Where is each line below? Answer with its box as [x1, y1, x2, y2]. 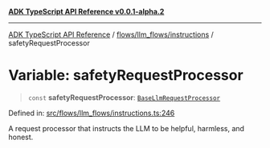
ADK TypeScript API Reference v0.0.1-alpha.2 [8, 7, 165, 16]
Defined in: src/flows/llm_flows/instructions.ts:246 [8, 108, 175, 118]
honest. [8, 132, 34, 142]
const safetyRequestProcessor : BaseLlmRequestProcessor [27, 92, 221, 102]
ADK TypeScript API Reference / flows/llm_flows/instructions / [8, 30, 215, 39]
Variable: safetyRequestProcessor [8, 66, 243, 85]
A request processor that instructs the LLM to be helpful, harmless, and [8, 123, 245, 133]
